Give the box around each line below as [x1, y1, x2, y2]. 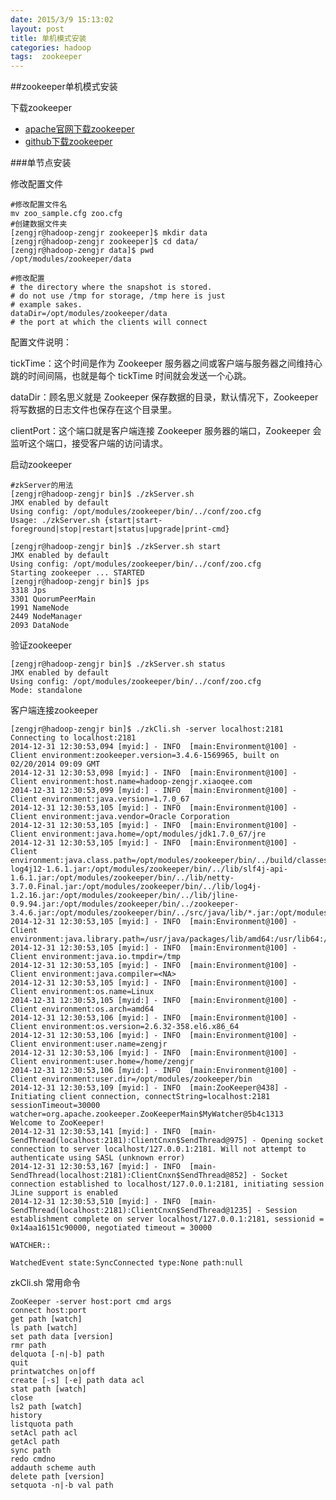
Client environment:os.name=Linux [10, 987, 155, 997]
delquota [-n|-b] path [10, 1349, 105, 1360]
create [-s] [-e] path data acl [10, 1376, 145, 1386]
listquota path [10, 1419, 74, 1430]
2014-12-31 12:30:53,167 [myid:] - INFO [10, 1162, 182, 1172]
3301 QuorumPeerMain [10, 594, 97, 605]
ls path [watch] [10, 1323, 78, 1333]
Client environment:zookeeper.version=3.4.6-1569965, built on [10, 751, 280, 761]
